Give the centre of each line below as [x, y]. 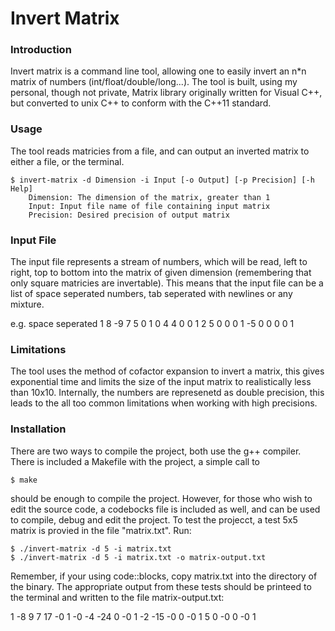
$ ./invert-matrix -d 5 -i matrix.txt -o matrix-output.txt [138, 557]
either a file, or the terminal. [67, 161]
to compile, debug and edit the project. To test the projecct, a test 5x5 [154, 519]
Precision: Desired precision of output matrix [129, 215]
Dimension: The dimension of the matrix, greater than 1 [149, 197]
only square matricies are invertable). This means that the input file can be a [167, 283]
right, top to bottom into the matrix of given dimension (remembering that [161, 273]
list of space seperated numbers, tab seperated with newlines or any [151, 294]
